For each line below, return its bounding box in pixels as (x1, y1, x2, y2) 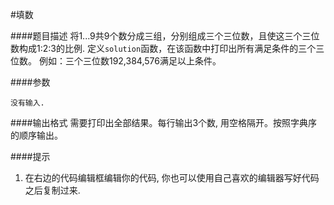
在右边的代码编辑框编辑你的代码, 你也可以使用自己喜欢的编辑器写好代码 (24, 172, 320, 183)
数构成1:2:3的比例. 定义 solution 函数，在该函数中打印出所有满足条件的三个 (10, 43, 317, 54)
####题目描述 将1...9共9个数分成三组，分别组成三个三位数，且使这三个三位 (10, 30, 320, 42)
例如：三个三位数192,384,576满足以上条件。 (38, 55, 222, 67)
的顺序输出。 (10, 129, 63, 141)
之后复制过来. (24, 184, 81, 196)
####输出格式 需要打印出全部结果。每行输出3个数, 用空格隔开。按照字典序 (10, 117, 318, 128)
